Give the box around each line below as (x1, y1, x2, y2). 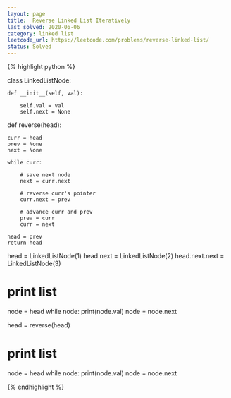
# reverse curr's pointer (20, 190, 96, 197)
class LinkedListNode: (7, 76, 72, 85)
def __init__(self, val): (7, 90, 83, 97)
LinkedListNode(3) (7, 259, 61, 267)
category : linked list (7, 30, 74, 37)
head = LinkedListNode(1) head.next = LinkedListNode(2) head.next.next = (7, 252, 225, 260)
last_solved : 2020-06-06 (7, 23, 80, 30)
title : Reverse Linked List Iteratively (7, 17, 131, 24)
